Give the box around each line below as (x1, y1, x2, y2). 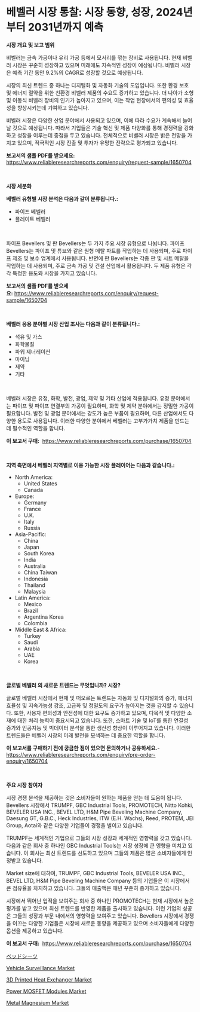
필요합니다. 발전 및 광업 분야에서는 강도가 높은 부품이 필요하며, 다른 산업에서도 (6, 409, 188, 417)
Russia (23, 524, 41, 531)
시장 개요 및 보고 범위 (6, 41, 55, 48)
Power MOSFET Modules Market (6, 987, 87, 995)
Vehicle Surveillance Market (6, 964, 75, 971)
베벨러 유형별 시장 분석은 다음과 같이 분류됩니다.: (6, 195, 118, 202)
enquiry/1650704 (6, 757, 48, 765)
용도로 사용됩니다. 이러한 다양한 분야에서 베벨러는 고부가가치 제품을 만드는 (17, 417, 190, 424)
